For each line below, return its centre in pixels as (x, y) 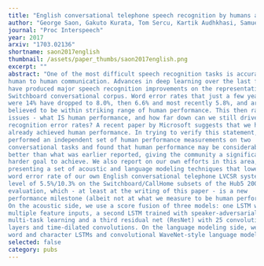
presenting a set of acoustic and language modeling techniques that (125, 169)
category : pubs (33, 249)
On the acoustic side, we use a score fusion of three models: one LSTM (130, 205)
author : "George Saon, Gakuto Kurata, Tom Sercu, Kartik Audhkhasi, (123, 23)
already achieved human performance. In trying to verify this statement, (133, 132)
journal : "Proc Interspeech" (56, 30)
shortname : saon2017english (54, 52)
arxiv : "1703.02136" (42, 45)
